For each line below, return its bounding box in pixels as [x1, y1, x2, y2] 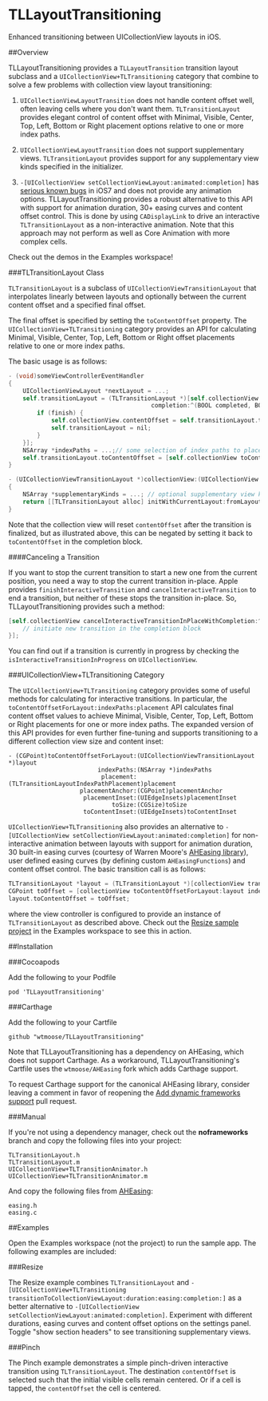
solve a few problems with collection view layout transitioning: [8, 80, 213, 89]
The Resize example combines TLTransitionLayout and [8, 1277, 190, 1287]
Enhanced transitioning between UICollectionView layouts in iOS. [8, 32, 222, 42]
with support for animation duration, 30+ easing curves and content [19, 202, 243, 212]
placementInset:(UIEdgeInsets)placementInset [83, 794, 238, 802]
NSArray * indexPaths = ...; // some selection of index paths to [22, 446, 241, 454]
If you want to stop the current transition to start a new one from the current [8, 567, 258, 577]
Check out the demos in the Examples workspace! [8, 252, 174, 261]
